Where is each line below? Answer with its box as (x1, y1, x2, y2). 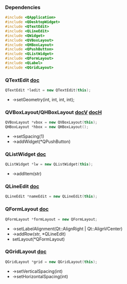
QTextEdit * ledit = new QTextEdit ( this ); (5, 88, 91, 93)
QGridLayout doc (5, 248, 47, 255)
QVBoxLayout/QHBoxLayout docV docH (5, 109, 102, 116)
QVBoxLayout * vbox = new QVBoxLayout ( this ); (5, 120, 98, 125)
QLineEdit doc (5, 183, 39, 190)
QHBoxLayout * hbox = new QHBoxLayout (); (5, 124, 89, 130)
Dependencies (5, 4, 41, 11)
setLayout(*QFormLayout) (12, 236, 65, 242)
